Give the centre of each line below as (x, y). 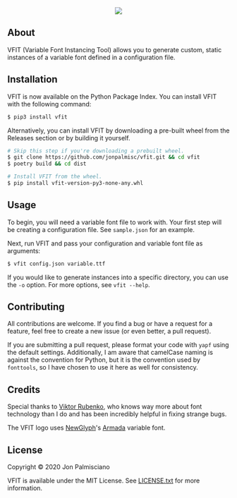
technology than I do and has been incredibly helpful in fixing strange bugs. (117, 414)
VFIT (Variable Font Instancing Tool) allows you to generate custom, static (115, 49)
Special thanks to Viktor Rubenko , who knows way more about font (105, 407)
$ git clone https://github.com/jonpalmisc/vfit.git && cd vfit (104, 157)
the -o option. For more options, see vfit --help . (79, 284)
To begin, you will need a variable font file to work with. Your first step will (115, 222)
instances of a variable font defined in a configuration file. (91, 57)
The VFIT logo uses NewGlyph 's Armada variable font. (86, 428)
